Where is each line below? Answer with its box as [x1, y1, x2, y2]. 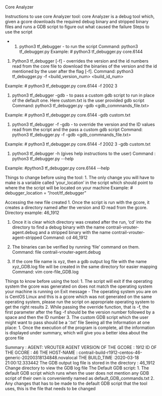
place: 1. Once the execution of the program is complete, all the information [5, 325, 155, 330]
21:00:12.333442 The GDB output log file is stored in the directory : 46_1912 [5, 360, 155, 365]
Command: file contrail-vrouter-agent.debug [12, 249, 101, 255]
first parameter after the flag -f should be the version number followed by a [5, 309, 155, 315]
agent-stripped [12, 235, 43, 240]
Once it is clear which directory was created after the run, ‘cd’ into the [12, 219, 151, 225]
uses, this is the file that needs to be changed [5, 386, 96, 391]
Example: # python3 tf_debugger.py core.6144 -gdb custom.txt [5, 112, 131, 118]
